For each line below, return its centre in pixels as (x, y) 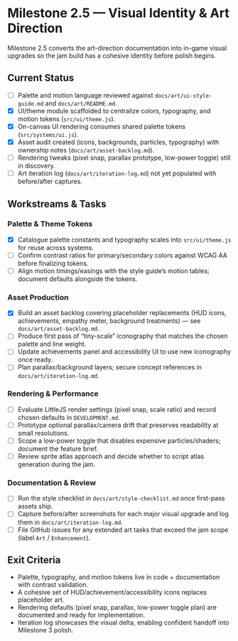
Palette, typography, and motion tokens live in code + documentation (119, 577)
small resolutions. (43, 433)
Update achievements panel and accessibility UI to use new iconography (124, 352)
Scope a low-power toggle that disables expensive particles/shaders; (119, 441)
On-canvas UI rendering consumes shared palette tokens (102, 126)
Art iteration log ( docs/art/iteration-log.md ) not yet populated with (117, 173)
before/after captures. (50, 181)
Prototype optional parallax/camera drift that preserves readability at (118, 425)
